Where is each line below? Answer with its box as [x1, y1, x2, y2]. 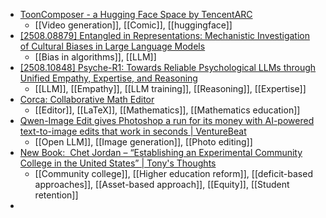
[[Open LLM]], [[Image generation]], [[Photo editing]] [34, 136, 253, 148]
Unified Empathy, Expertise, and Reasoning [19, 72, 198, 84]
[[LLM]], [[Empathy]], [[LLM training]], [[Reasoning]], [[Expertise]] [34, 83, 307, 94]
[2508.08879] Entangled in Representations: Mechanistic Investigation [19, 30, 310, 41]
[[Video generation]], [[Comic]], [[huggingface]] [34, 19, 233, 31]
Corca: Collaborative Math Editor [19, 94, 155, 105]
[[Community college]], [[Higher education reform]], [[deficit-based [34, 168, 313, 179]
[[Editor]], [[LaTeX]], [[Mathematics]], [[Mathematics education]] [34, 104, 301, 116]
